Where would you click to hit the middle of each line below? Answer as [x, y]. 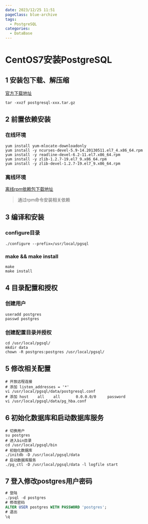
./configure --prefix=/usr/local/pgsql [47, 244]
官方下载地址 [18, 93]
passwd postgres [22, 319]
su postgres [18, 435]
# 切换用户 [15, 431]
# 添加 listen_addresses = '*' [37, 387]
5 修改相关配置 [28, 369]
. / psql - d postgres [26, 498]
